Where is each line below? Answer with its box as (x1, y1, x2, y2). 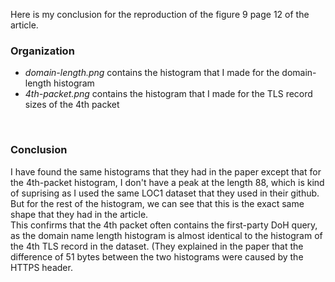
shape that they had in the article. (10, 208, 149, 220)
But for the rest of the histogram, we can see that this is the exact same (10, 197, 305, 209)
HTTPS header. (10, 261, 73, 273)
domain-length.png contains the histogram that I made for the (24, 67, 280, 79)
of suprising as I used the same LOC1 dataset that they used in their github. (10, 187, 320, 199)
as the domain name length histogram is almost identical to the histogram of (10, 229, 323, 241)
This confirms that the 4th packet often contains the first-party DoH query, (10, 219, 318, 231)
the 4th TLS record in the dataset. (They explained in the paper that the (10, 240, 304, 252)
